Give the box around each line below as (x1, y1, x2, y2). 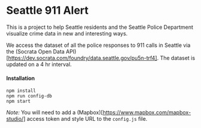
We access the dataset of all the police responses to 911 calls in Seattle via (6, 41, 191, 49)
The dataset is (160, 54, 196, 61)
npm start (6, 99, 31, 105)
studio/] (6, 115, 26, 123)
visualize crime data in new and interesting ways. (6, 29, 128, 37)
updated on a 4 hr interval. (6, 61, 72, 68)
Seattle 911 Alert (6, 4, 89, 17)
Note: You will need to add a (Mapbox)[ (6, 109, 103, 116)
